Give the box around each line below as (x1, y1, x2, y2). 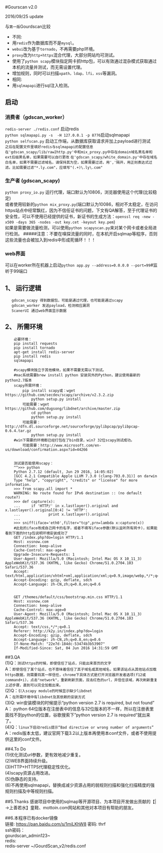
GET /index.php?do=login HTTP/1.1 (14, 535, 83, 540)
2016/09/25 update (5, 14, 44, 19)
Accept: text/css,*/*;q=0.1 (14, 624, 70, 629)
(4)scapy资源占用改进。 (5, 770, 53, 776)
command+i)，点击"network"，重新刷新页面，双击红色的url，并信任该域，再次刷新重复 (5, 677, 158, 682)
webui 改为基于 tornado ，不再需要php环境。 (12, 46, 98, 52)
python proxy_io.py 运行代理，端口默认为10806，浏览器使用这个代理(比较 (5, 189, 153, 195)
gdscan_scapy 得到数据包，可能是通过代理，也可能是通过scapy (11, 298, 123, 303)
